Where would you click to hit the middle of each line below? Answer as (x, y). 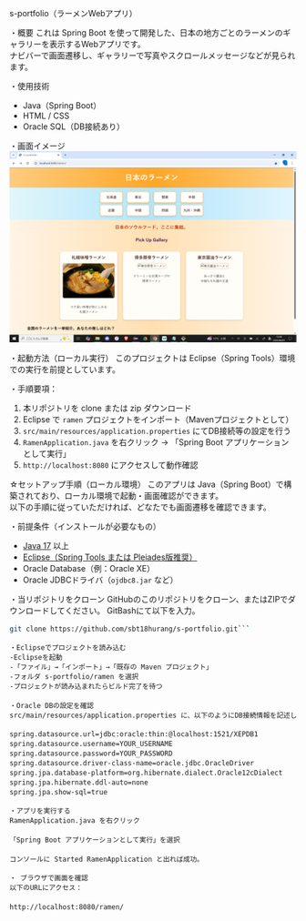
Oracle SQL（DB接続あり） (73, 127)
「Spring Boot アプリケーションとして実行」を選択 (95, 840)
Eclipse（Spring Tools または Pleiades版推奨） (110, 557)
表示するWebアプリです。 (97, 44)
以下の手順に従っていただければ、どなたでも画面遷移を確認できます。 (140, 507)
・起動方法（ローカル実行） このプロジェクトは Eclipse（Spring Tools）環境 (153, 358)
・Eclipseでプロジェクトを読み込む (68, 648)
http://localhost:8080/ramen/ (67, 907)
